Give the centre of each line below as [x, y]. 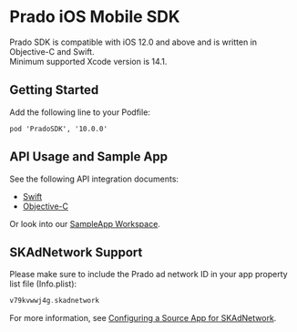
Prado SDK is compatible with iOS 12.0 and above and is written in [133, 42]
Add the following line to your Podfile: [80, 112]
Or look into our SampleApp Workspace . [85, 223]
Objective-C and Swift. [52, 51]
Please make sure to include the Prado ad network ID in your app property [149, 275]
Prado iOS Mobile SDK [95, 17]
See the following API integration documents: [94, 179]
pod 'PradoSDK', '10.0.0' [58, 129]
